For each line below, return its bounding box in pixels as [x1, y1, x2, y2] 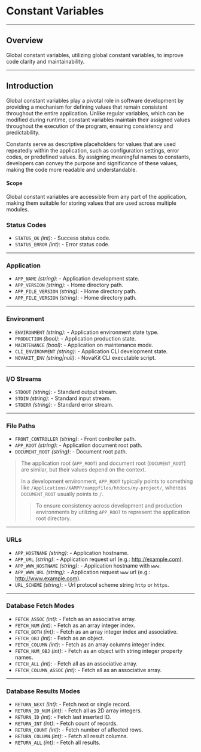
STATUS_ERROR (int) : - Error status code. [14, 241, 110, 248]
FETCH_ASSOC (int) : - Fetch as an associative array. [14, 615, 136, 622]
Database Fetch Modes [6, 602, 75, 610]
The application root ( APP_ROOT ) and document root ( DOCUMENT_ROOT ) [20, 459, 187, 467]
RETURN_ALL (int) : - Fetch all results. [14, 739, 100, 746]
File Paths [6, 422, 36, 430]
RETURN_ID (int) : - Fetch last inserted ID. [14, 714, 111, 721]
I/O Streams [6, 374, 42, 383]
